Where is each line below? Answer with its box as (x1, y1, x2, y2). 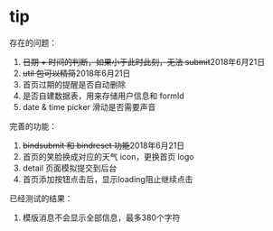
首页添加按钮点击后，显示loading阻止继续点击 (22, 173, 193, 184)
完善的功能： (9, 120, 57, 132)
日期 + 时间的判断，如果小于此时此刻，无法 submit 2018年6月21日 (22, 56, 265, 67)
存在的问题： (9, 37, 57, 48)
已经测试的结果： (9, 192, 73, 204)
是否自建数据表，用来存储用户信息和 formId (22, 90, 184, 101)
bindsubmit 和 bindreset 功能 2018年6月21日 (22, 140, 185, 151)
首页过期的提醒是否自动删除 (22, 79, 127, 89)
